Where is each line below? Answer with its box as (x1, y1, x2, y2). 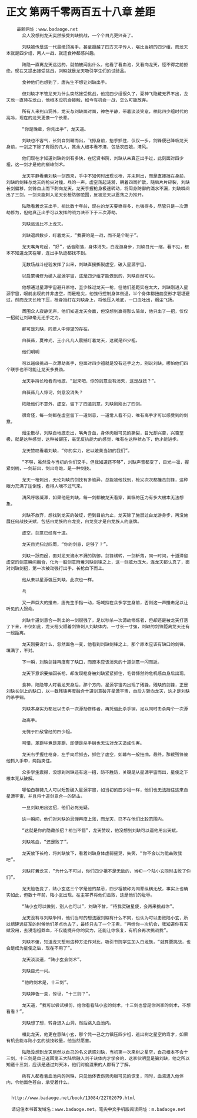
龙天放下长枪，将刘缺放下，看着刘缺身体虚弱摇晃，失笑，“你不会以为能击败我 (21, 850, 182, 856)
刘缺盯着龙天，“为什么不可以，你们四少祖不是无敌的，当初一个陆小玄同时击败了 (21, 868, 187, 874)
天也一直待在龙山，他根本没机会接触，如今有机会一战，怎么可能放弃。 (6, 97, 151, 103)
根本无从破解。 (6, 775, 37, 782)
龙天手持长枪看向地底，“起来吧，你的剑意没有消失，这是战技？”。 (21, 378, 159, 384)
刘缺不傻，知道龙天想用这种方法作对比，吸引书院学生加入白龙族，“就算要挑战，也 (21, 939, 191, 945)
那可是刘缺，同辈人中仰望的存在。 (21, 326, 92, 332)
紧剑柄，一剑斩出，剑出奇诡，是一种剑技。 (6, 465, 94, 471)
